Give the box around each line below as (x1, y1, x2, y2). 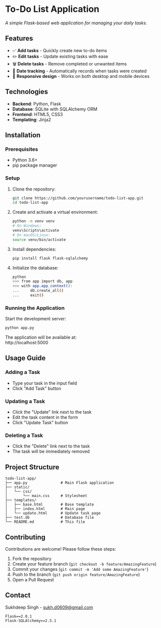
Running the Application (5, 304, 65, 311)
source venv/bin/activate (12, 237, 66, 242)
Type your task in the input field (12, 380, 77, 386)
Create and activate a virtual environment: (12, 209, 98, 215)
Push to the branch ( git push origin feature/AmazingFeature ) (12, 571, 140, 577)
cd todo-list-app (12, 200, 49, 205)
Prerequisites (5, 145, 38, 152)
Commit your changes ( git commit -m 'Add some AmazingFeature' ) (12, 566, 149, 572)
